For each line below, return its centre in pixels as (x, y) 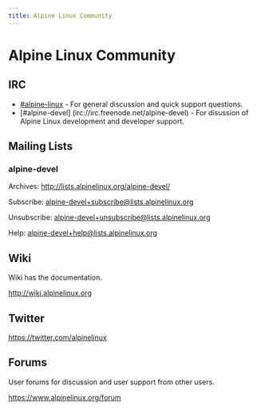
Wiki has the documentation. (55, 278)
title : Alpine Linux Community (60, 16)
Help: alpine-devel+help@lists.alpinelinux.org (83, 233)
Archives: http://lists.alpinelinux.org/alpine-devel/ (89, 187)
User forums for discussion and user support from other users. (112, 382)
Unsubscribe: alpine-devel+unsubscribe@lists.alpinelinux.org (109, 218)
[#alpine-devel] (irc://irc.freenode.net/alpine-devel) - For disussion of (134, 112)
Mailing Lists (41, 146)
